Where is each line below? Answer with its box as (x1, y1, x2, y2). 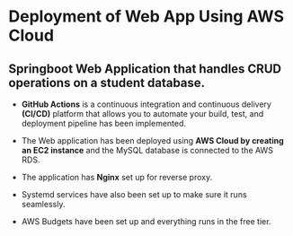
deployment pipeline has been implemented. (21, 118, 186, 128)
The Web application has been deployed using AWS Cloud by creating (21, 135, 284, 145)
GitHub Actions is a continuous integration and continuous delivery (21, 99, 271, 109)
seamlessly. (21, 199, 66, 209)
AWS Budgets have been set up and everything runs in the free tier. (21, 216, 271, 226)
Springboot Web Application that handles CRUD (8, 61, 282, 76)
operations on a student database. (8, 74, 206, 91)
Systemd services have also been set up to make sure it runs (21, 189, 248, 199)
